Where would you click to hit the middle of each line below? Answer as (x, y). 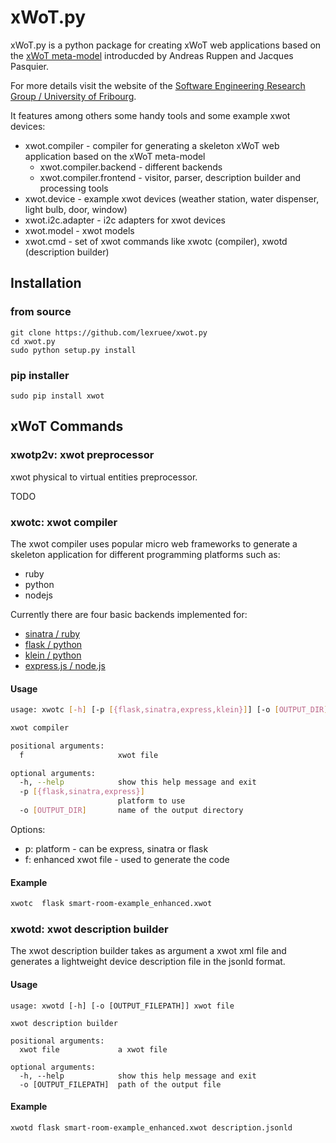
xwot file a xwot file (93, 1049)
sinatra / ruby (52, 633)
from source (41, 312)
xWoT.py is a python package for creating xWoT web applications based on (166, 45)
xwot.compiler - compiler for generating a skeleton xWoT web (152, 145)
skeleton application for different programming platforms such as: (145, 554)
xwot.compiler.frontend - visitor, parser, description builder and (170, 177)
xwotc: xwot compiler (64, 522)
